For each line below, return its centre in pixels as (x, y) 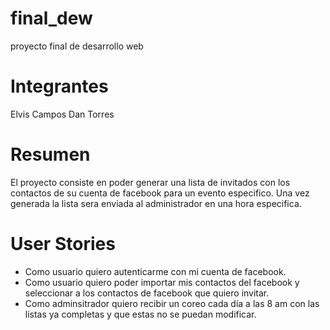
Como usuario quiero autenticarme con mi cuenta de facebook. (155, 271)
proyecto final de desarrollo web (77, 46)
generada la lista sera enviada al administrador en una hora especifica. (156, 203)
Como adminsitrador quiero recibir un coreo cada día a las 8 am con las (172, 303)
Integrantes (59, 86)
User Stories (63, 244)
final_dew (51, 18)
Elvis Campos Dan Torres (62, 114)
